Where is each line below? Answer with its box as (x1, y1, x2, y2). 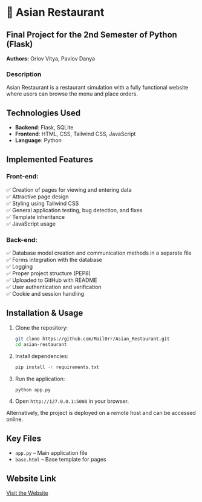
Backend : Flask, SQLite (15, 124, 74, 131)
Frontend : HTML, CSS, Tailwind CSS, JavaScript (15, 130, 136, 138)
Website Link (6, 473, 56, 483)
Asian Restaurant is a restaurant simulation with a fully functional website (6, 84, 189, 91)
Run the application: (15, 375, 65, 382)
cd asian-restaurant (15, 341, 67, 347)
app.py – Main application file (15, 449, 88, 457)
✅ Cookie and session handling (6, 290, 85, 298)
